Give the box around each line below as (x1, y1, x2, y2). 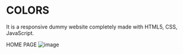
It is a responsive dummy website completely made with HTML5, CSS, (6, 23, 178, 30)
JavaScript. (6, 29, 34, 36)
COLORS (6, 4, 49, 17)
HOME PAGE (6, 41, 37, 48)
